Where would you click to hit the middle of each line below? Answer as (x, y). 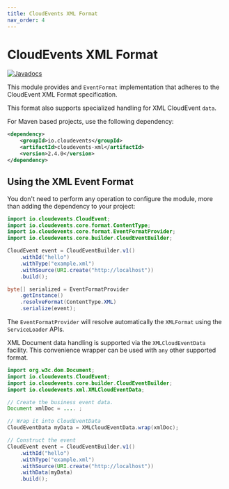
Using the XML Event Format (70, 182)
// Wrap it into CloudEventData (54, 422)
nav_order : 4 (26, 20)
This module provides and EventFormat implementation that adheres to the (113, 87)
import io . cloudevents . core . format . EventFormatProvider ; (92, 232)
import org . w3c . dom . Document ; (51, 370)
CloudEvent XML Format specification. (62, 95)
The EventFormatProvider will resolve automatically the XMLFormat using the (115, 322)
